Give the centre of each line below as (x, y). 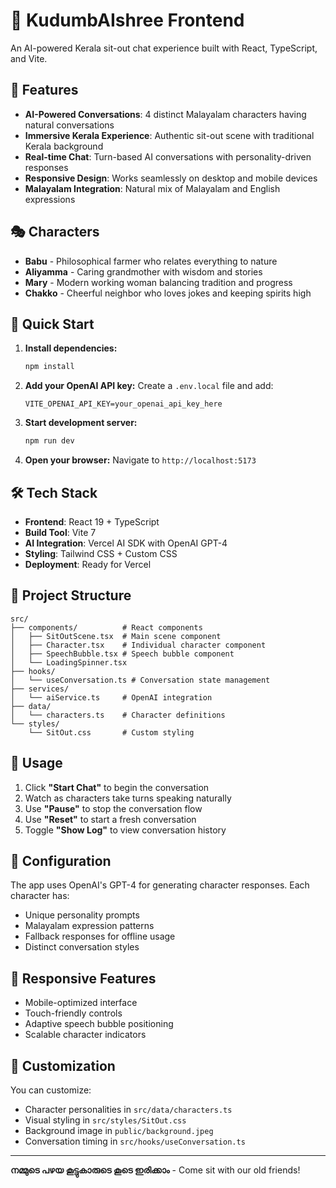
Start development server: (81, 423)
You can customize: (51, 1090)
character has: (40, 896)
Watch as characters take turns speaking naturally (128, 798)
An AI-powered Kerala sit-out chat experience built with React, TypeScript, (164, 48)
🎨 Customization (63, 1065)
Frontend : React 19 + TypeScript (92, 521)
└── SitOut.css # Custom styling (111, 732)
